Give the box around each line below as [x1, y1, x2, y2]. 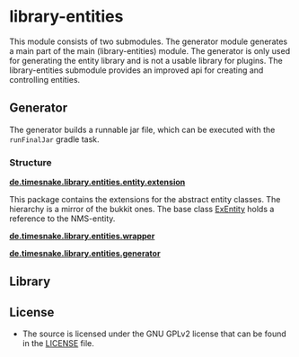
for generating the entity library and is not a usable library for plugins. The [9, 55, 283, 66]
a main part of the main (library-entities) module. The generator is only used [9, 45, 290, 56]
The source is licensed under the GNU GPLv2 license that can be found [22, 328, 287, 339]
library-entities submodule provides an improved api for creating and [9, 65, 264, 76]
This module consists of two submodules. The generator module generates [9, 36, 288, 47]
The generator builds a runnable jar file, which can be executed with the [9, 124, 276, 135]
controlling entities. [9, 74, 81, 85]
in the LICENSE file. [22, 338, 94, 349]
